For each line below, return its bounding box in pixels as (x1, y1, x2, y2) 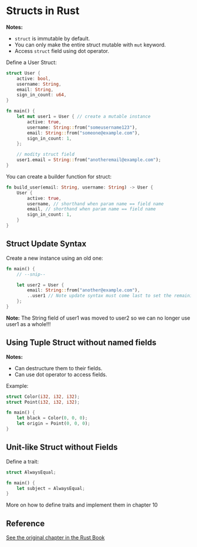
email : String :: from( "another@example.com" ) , (27, 287, 141, 293)
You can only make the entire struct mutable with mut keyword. (14, 41, 166, 48)
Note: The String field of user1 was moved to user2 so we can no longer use (6, 314, 191, 321)
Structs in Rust (6, 4, 80, 18)
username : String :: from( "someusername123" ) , (27, 125, 138, 130)
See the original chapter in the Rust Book (6, 534, 105, 541)
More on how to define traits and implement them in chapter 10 (6, 501, 158, 509)
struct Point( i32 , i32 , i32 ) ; (6, 399, 80, 405)
